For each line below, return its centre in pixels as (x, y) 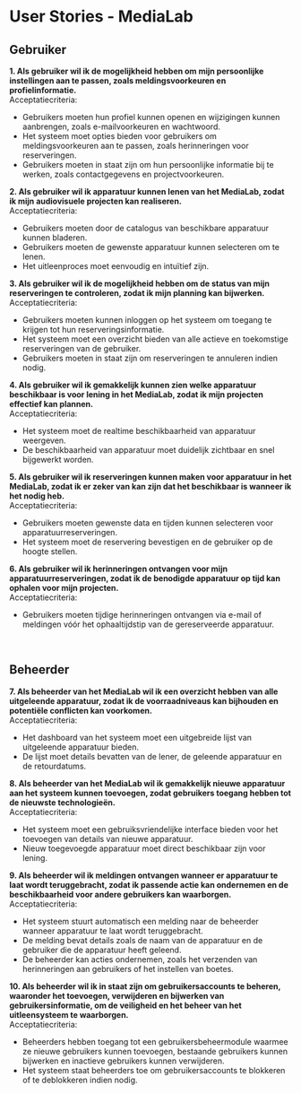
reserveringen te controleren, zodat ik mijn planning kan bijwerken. (137, 293)
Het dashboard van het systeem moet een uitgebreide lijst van (137, 737)
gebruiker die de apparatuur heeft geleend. (102, 950)
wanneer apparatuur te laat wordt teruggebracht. (112, 931)
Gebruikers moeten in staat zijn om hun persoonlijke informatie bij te (148, 165)
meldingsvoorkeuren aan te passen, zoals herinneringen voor (135, 146)
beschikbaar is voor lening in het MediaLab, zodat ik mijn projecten (137, 395)
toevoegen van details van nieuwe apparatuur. (107, 838)
